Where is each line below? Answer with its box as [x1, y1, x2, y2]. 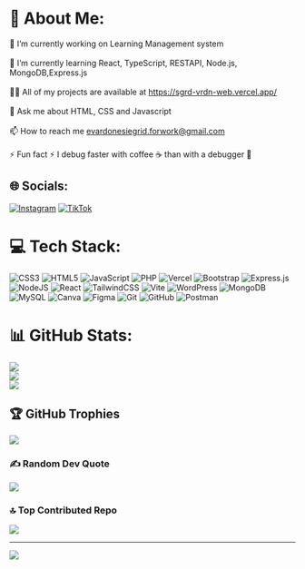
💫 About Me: [9, 8, 105, 29]
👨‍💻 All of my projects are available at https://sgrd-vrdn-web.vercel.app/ [9, 86, 277, 97]
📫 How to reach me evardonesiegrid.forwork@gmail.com [9, 125, 225, 136]
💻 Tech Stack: [9, 236, 122, 257]
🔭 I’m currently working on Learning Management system [9, 38, 224, 49]
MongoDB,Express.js [9, 67, 88, 78]
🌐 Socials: [9, 179, 69, 194]
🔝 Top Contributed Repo [9, 504, 118, 516]
